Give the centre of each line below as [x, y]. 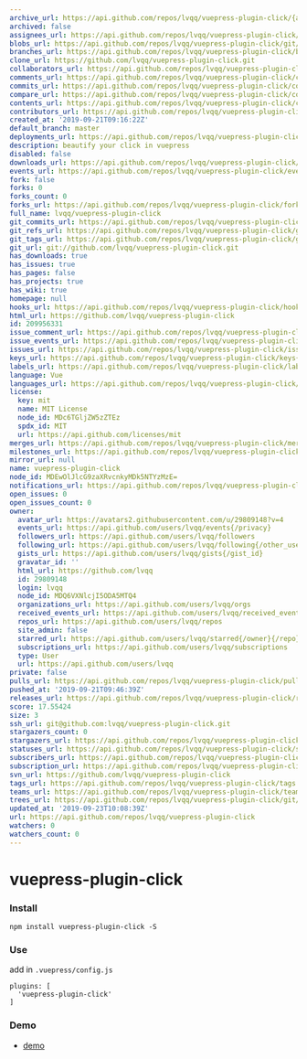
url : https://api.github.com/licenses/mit [100, 434]
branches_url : [37, 52]
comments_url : [37, 78]
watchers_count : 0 [44, 834]
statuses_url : [37, 749]
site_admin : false [53, 630]
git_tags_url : [37, 239]
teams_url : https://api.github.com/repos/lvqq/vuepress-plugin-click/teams [157, 792]
